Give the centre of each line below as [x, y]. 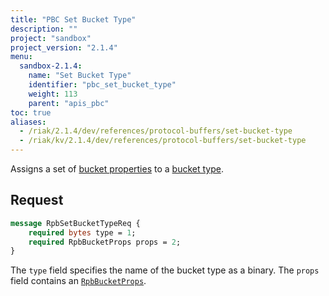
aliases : [28, 122]
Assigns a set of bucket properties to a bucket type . [117, 169]
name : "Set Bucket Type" [80, 76]
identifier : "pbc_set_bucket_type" [102, 85]
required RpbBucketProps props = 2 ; [105, 242]
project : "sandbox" [51, 38]
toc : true [31, 112]
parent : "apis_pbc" [69, 103]
